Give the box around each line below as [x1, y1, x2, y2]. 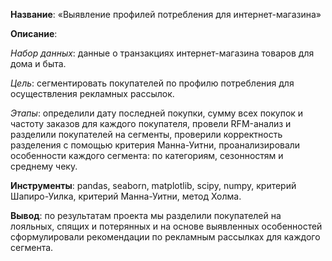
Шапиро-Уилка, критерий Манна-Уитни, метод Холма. [10, 190, 242, 202]
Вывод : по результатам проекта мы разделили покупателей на [10, 210, 282, 221]
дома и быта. [10, 58, 67, 69]
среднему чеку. [10, 160, 78, 172]
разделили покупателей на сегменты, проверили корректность [10, 129, 283, 140]
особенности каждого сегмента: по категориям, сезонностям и [10, 150, 284, 161]
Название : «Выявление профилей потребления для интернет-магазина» [10, 9, 322, 20]
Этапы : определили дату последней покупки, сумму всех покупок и [10, 107, 304, 119]
